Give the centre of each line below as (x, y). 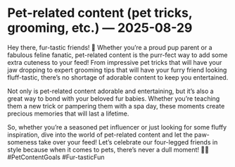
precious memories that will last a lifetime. (68, 113)
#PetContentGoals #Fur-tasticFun (56, 157)
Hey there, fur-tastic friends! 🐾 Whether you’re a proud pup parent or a (110, 47)
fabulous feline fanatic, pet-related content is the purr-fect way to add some (118, 55)
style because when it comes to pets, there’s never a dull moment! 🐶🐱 (108, 149)
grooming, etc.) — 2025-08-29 (100, 28)
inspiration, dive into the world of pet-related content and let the (100, 135)
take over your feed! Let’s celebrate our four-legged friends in (128, 142)
